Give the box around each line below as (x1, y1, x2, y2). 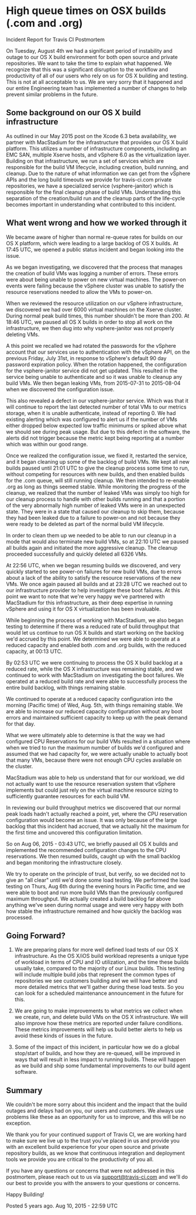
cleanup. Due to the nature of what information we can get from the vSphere (6, 170, 191, 177)
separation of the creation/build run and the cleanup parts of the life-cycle (6, 194, 185, 201)
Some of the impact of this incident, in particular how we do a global (14, 1043, 180, 1050)
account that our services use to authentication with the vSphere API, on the (6, 348, 190, 355)
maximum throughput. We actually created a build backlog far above (6, 895, 171, 902)
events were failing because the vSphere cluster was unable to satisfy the (6, 282, 184, 289)
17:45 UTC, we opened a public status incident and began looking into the (6, 246, 184, 253)
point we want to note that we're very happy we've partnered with (6, 593, 165, 600)
